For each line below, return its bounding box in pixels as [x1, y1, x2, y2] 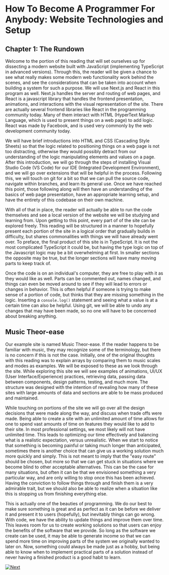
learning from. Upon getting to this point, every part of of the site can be [5, 217, 155, 223]
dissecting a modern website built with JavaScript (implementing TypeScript [5, 64, 164, 69]
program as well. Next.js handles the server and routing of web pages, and [5, 91, 160, 96]
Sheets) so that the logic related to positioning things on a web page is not [5, 143, 160, 149]
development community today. [5, 128, 71, 134]
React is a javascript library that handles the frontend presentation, [5, 96, 144, 102]
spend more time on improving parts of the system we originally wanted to [5, 538, 160, 544]
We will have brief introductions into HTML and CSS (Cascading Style [5, 138, 150, 144]
